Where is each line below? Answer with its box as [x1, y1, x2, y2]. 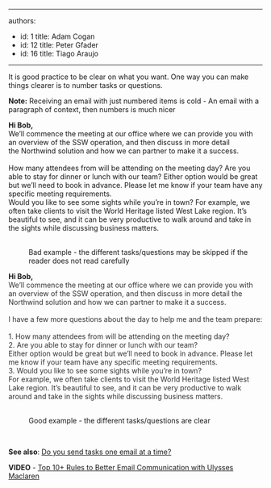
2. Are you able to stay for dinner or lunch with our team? [8, 340, 198, 349]
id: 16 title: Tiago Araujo [19, 49, 99, 58]
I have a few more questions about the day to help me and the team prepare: [8, 315, 263, 323]
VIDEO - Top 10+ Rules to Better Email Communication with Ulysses [8, 463, 234, 472]
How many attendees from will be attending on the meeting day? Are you [8, 163, 251, 173]
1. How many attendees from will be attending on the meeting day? [8, 332, 230, 341]
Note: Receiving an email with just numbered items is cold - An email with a [8, 96, 260, 106]
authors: [8, 16, 36, 25]
